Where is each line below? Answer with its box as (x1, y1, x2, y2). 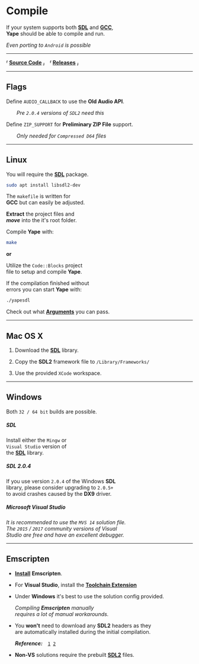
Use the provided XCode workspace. (14, 370, 102, 377)
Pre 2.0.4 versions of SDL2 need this (17, 109, 105, 116)
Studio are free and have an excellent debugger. (6, 531, 124, 538)
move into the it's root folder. (6, 217, 77, 224)
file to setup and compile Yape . (6, 268, 82, 275)
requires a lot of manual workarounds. (14, 610, 109, 617)
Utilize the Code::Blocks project (6, 262, 83, 269)
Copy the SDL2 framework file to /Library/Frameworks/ (14, 358, 150, 365)
